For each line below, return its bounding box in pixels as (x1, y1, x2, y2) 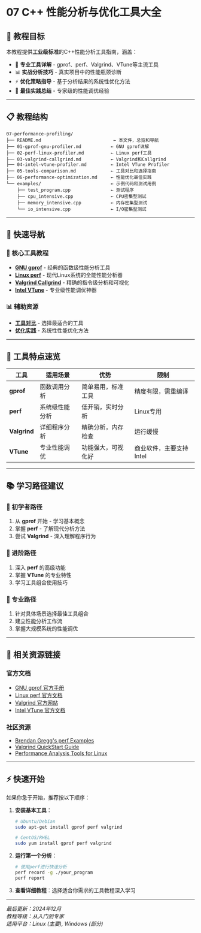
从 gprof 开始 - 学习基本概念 (14, 518, 85, 525)
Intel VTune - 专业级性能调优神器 (14, 286, 97, 294)
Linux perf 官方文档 (14, 692, 63, 699)
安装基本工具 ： (14, 807, 52, 814)
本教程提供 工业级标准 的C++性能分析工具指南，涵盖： (6, 49, 138, 55)
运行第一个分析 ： (14, 852, 57, 859)
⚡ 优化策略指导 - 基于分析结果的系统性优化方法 (14, 78, 130, 84)
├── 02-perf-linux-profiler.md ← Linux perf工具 (6, 150, 152, 156)
